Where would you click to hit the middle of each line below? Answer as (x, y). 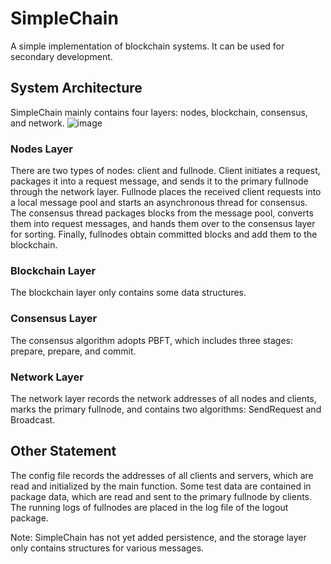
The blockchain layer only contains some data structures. (128, 293)
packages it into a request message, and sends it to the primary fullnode (159, 181)
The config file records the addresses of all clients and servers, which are (162, 475)
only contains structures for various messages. (107, 548)
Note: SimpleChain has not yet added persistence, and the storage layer (158, 537)
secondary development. (61, 56)
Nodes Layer (42, 149)
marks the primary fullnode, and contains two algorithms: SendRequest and (166, 409)
